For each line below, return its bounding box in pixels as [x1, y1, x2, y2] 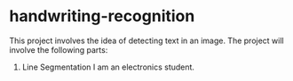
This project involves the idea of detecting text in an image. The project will [9, 35, 284, 46]
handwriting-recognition [9, 6, 195, 26]
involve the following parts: [9, 44, 108, 55]
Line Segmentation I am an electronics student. [21, 62, 195, 72]
